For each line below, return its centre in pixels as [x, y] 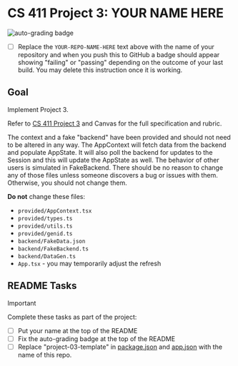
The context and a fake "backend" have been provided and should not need [119, 137]
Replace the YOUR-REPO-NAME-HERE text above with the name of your [116, 46]
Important [22, 303]
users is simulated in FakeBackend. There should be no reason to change [115, 167]
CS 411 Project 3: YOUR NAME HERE [115, 13]
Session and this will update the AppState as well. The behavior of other [113, 160]
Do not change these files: [46, 196]
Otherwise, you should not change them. [67, 183]
